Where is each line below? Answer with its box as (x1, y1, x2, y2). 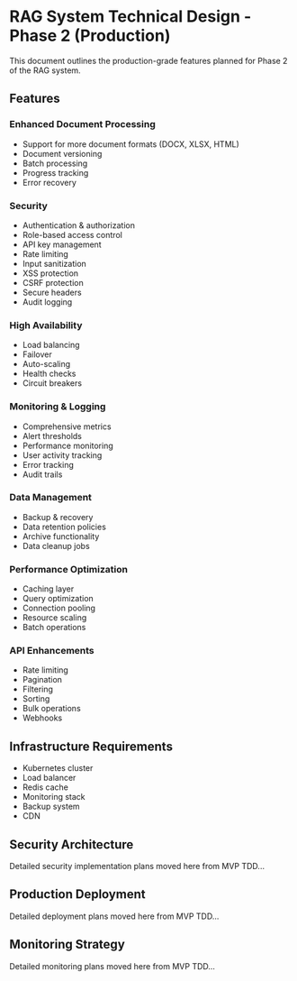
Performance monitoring (22, 440, 114, 451)
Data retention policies (22, 521, 106, 532)
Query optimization (22, 593, 94, 604)
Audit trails (22, 469, 63, 480)
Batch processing (22, 158, 88, 169)
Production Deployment (9, 886, 146, 903)
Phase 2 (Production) (9, 25, 171, 46)
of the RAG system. (9, 65, 81, 76)
